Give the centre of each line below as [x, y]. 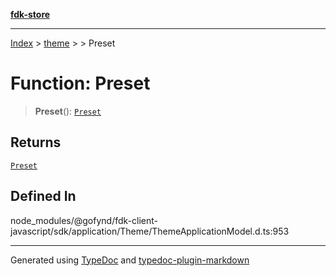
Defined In [43, 196]
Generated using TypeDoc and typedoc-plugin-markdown [130, 260]
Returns [36, 142]
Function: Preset [80, 83]
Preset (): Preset [68, 111]
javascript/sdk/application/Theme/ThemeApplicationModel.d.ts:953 [150, 231]
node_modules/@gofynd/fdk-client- [84, 220]
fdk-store [30, 14]
